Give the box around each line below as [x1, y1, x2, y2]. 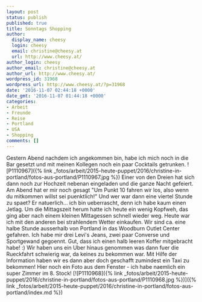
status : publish [6, 14, 47, 20]
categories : [6, 98, 36, 104]
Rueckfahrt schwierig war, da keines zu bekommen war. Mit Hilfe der [6, 250, 177, 257]
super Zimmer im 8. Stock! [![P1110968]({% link [6, 269, 123, 277]
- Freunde [6, 110, 31, 116]
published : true [6, 20, 47, 26]
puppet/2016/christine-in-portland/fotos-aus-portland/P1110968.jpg [6, 275, 175, 283]
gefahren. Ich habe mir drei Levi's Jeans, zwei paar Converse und [6, 231, 170, 238]
